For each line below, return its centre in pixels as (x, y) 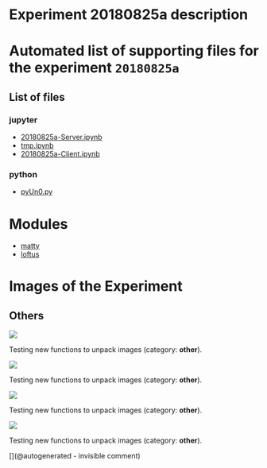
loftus (30, 254)
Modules (39, 224)
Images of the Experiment (96, 286)
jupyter (23, 119)
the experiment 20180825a (94, 68)
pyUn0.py (37, 191)
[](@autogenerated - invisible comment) (75, 456)
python (23, 174)
